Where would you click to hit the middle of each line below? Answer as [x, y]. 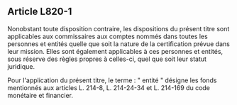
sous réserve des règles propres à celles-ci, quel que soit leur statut [107, 59]
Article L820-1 [40, 12]
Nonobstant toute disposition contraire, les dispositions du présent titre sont [118, 28]
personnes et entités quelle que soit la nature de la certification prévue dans [119, 44]
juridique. [21, 66]
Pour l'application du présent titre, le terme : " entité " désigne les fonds [112, 80]
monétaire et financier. [40, 95]
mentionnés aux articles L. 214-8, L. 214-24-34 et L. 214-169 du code [109, 87]
